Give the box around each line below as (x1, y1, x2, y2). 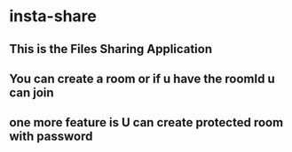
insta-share (9, 6, 98, 27)
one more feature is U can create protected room (9, 115, 284, 130)
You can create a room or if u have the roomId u (9, 71, 275, 86)
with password (9, 129, 93, 144)
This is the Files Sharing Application (9, 42, 213, 57)
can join (9, 85, 55, 100)
